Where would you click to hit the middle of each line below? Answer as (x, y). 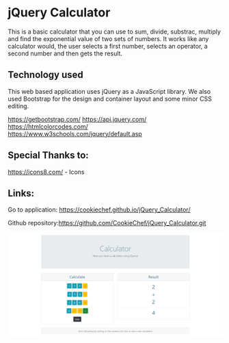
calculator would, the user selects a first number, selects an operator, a (108, 46)
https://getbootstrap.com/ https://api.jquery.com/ (77, 119)
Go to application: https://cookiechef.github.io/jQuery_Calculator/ (99, 209)
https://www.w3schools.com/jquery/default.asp (75, 134)
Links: (21, 193)
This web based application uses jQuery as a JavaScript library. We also (109, 91)
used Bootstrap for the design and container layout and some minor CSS (110, 99)
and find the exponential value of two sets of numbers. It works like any (108, 38)
